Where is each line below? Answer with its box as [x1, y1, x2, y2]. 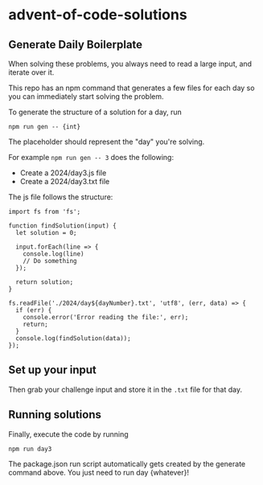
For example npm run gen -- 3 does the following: [8, 153, 175, 162]
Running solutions [8, 408, 102, 421]
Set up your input [8, 364, 97, 377]
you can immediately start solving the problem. [8, 92, 164, 101]
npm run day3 [8, 445, 52, 453]
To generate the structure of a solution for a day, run [8, 107, 183, 117]
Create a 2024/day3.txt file [19, 177, 110, 186]
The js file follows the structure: [8, 192, 113, 202]
